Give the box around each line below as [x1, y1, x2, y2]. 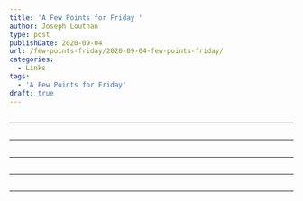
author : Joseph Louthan [9, 22, 99, 31]
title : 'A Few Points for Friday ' [9, 13, 143, 23]
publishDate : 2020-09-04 [9, 38, 103, 48]
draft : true [9, 88, 54, 97]
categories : [9, 55, 54, 64]
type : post [9, 30, 50, 39]
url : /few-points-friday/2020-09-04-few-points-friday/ [9, 47, 224, 56]
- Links [17, 64, 47, 73]
